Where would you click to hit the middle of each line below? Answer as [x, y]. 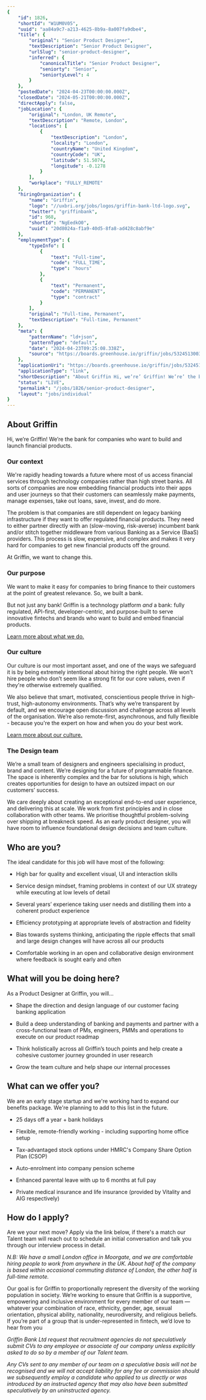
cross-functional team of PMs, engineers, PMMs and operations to [100, 1030]
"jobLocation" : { [40, 109]
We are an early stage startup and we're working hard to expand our [93, 1101]
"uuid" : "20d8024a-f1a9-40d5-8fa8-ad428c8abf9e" [92, 229]
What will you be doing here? [63, 979]
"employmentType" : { [44, 240]
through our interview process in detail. [57, 1246]
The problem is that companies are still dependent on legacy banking [94, 513]
